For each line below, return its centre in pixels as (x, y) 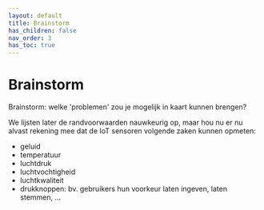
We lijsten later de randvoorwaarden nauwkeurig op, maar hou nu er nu (126, 123)
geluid (30, 147)
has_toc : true (32, 46)
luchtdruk (36, 164)
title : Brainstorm (39, 23)
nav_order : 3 (30, 38)
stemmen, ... (40, 197)
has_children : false (43, 30)
